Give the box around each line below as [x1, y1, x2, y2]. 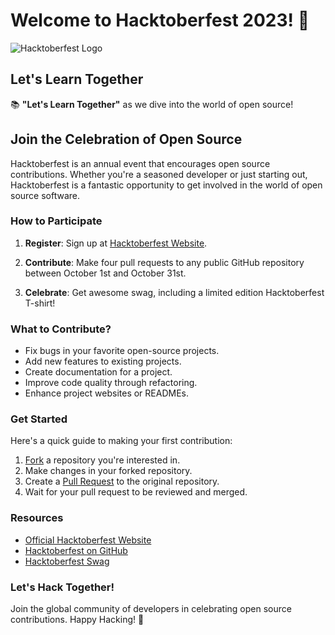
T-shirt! [24, 297, 56, 309]
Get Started [10, 412, 68, 426]
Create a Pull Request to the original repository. [24, 475, 220, 488]
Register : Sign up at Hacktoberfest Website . [24, 237, 208, 249]
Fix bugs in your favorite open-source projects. [24, 345, 220, 357]
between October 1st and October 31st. [24, 267, 187, 279]
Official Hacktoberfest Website [24, 534, 152, 546]
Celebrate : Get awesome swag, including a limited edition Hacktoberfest [24, 286, 325, 298]
